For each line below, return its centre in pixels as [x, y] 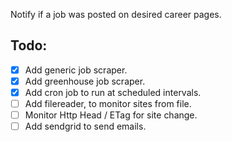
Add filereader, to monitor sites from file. [108, 103]
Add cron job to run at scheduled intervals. [113, 92]
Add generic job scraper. [76, 70]
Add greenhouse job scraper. [85, 81]
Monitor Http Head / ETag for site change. [111, 115]
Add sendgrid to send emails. [85, 126]
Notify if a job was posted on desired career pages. [116, 14]
